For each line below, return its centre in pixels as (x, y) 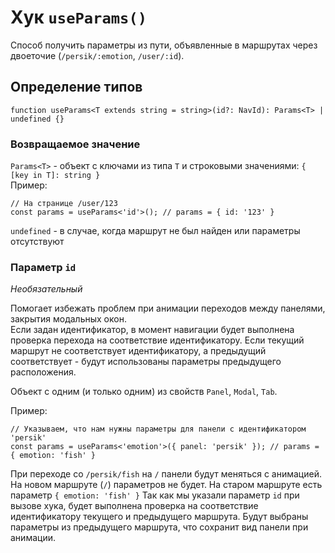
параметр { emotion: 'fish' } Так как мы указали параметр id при (155, 495)
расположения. (43, 372)
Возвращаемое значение (75, 144)
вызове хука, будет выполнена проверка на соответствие (134, 506)
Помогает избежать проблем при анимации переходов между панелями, (168, 308)
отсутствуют (37, 242)
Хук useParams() (79, 17)
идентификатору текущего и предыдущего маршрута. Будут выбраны (159, 517)
